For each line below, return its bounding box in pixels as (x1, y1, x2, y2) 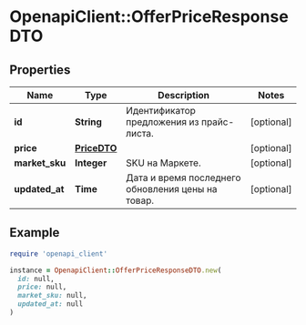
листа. (126, 127, 155, 139)
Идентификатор (126, 105, 196, 117)
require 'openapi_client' (9, 249, 107, 259)
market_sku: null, (17, 291, 88, 300)
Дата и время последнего (126, 171, 241, 184)
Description (158, 89, 210, 101)
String (74, 116, 103, 128)
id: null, (17, 274, 55, 283)
